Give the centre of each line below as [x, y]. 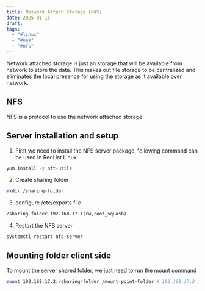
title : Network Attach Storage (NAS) [54, 12]
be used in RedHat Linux [46, 157]
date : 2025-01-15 [28, 18]
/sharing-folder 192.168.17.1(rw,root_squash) [67, 214]
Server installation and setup [63, 136]
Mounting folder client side [59, 256]
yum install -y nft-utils [39, 168]
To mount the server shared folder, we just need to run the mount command [102, 270]
